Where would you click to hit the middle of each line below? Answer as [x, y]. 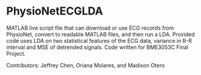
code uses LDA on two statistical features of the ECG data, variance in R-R [99, 41]
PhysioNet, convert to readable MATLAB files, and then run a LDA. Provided [100, 34]
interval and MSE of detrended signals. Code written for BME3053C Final [97, 47]
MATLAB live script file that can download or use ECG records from [90, 28]
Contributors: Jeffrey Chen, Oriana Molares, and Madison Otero [86, 65]
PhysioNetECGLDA [55, 11]
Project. [16, 53]
